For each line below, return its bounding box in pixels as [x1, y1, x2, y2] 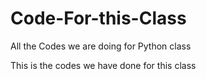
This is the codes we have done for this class [10, 59, 197, 71]
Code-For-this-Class [10, 7, 187, 30]
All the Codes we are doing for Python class [10, 40, 192, 52]
